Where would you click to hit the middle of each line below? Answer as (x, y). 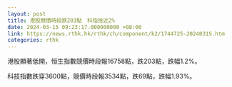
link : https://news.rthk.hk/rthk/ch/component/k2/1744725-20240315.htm (116, 34)
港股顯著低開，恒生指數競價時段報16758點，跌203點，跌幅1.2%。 (104, 62)
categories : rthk (33, 40)
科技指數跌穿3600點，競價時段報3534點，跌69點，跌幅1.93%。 (102, 76)
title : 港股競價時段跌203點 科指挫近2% (61, 21)
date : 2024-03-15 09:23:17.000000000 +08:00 (75, 27)
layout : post (27, 14)
